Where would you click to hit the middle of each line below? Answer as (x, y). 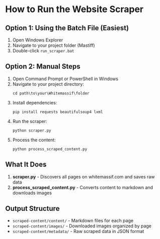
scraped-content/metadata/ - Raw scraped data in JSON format (78, 231)
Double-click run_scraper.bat (43, 51)
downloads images (32, 193)
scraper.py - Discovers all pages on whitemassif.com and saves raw (84, 176)
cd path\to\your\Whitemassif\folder (51, 93)
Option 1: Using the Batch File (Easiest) (67, 28)
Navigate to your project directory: (48, 84)
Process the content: (34, 140)
